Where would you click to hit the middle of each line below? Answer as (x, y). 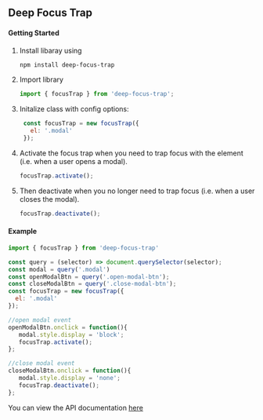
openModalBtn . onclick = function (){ (68, 327)
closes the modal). (49, 199)
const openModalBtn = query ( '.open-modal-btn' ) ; (89, 277)
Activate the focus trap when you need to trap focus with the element (131, 153)
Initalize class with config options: (74, 109)
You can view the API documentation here (76, 407)
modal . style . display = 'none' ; (70, 378)
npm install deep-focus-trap (67, 65)
